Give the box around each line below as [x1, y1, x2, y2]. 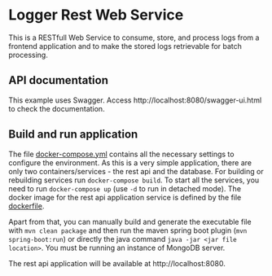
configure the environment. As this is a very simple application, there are [8, 157, 252, 168]
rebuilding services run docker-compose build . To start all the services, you [8, 175, 260, 185]
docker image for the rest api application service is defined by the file [8, 192, 242, 202]
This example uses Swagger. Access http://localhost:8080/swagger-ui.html [8, 95, 262, 105]
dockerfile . [8, 201, 45, 211]
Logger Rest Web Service [8, 6, 184, 24]
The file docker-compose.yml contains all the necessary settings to [8, 149, 235, 159]
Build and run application [8, 128, 138, 142]
